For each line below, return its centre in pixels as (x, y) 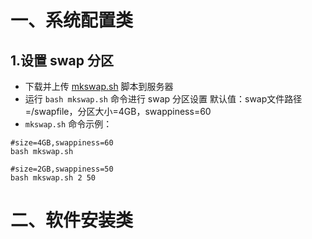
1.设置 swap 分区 (62, 60)
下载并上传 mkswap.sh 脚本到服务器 (99, 86)
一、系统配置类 (72, 20)
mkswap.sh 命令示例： (68, 124)
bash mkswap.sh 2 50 (53, 178)
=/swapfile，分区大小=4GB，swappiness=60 (118, 111)
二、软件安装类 (72, 220)
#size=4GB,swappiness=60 (62, 143)
